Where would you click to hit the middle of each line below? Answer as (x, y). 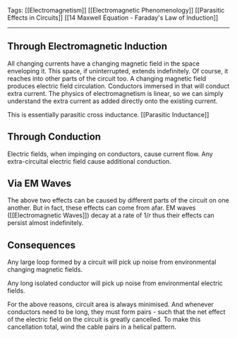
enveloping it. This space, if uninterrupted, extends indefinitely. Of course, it (118, 71)
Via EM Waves (39, 184)
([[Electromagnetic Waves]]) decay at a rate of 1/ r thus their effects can (111, 215)
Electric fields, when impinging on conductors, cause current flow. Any (110, 154)
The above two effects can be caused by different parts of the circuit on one (118, 200)
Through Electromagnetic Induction (87, 46)
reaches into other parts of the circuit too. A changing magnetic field (107, 78)
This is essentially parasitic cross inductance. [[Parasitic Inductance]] (108, 114)
